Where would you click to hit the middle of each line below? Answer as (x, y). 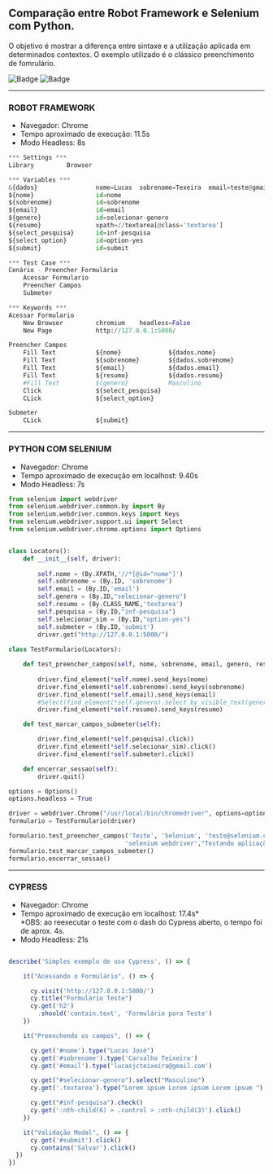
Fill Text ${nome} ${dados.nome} (120, 353)
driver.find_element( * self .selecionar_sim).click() (127, 747)
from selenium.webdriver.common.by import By (87, 507)
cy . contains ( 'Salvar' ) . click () (83, 1148)
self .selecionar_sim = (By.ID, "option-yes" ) (114, 619)
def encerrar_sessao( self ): (70, 769)
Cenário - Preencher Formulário (63, 270)
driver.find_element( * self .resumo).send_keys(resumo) (130, 710)
